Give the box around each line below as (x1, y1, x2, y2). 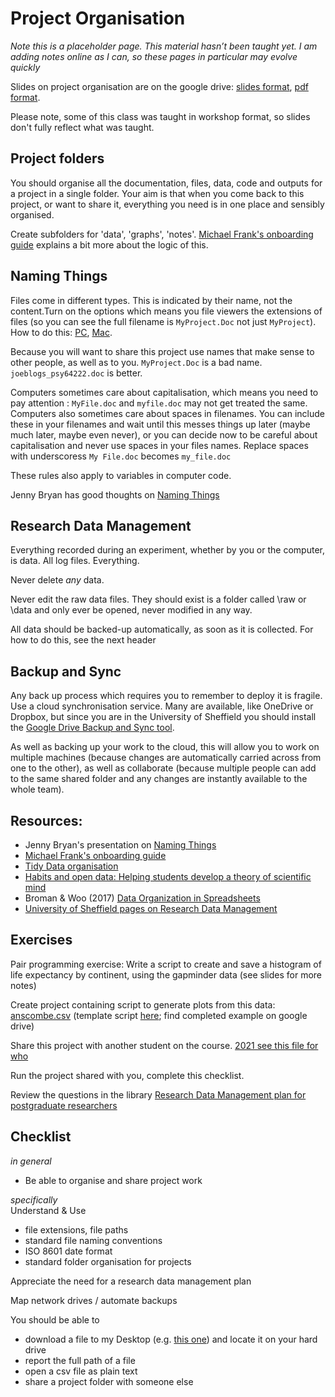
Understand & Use (10, 1204, 87, 1216)
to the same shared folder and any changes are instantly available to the (10, 773, 308, 785)
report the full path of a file (24, 1354, 136, 1366)
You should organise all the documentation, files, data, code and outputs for (10, 177, 323, 189)
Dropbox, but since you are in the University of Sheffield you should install (10, 711, 317, 723)
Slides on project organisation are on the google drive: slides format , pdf (10, 80, 309, 92)
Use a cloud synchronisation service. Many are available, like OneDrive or (10, 700, 314, 712)
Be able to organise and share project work (24, 1174, 203, 1186)
